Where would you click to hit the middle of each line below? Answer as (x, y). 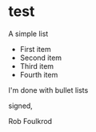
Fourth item (39, 74)
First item (35, 49)
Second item (41, 58)
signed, (21, 106)
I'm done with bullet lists (48, 90)
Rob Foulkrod (30, 121)
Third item (37, 66)
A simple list (28, 34)
